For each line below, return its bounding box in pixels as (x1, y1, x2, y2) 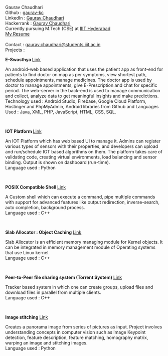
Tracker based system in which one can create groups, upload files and (5, 284, 153, 290)
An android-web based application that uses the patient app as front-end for (5, 66, 163, 72)
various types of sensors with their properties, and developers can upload (5, 143, 158, 149)
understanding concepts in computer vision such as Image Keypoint (5, 329, 146, 335)
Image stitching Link (5, 314, 48, 320)
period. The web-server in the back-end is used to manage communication (5, 88, 160, 93)
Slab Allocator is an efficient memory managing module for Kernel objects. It (5, 239, 163, 245)
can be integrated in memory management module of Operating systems (5, 244, 155, 250)
